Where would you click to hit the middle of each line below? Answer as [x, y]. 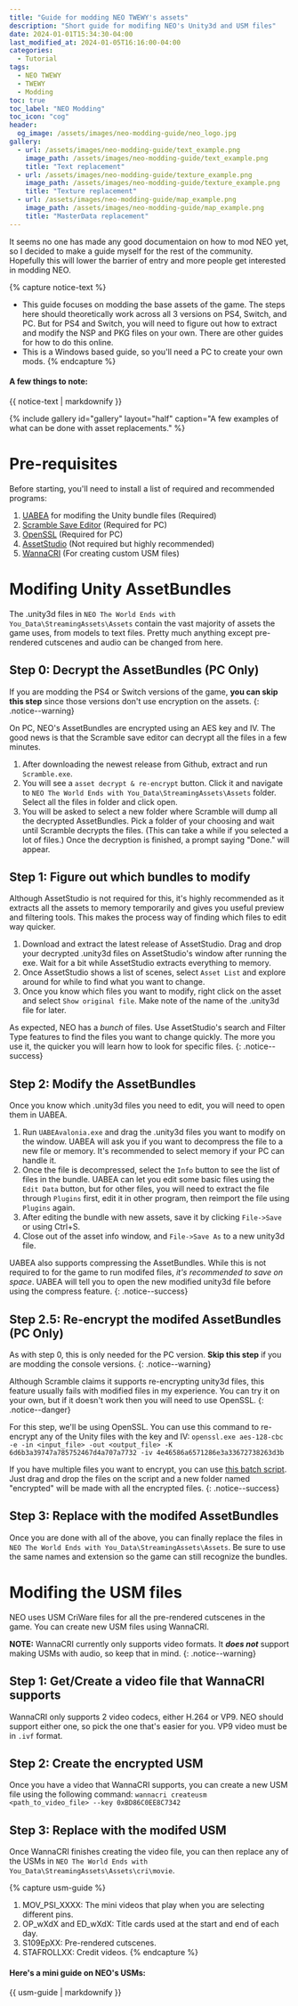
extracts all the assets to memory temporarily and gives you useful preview [147, 908]
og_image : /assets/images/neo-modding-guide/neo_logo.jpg [127, 134]
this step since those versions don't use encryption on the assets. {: [134, 701]
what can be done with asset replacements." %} [97, 427]
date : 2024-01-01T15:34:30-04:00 [71, 34]
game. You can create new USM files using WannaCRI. [109, 1627]
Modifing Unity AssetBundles [121, 589]
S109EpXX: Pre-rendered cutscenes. [89, 1943]
